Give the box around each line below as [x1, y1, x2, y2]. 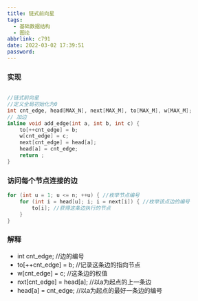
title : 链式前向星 [7, 10, 55, 17]
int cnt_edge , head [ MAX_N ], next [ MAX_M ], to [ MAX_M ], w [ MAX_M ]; [7, 107, 192, 114]
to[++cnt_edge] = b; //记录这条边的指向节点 [16, 260, 141, 269]
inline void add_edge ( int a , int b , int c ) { [7, 120, 140, 127]
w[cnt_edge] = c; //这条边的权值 [16, 269, 108, 277]
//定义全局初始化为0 [7, 101, 58, 108]
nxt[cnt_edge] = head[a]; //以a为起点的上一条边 [16, 278, 152, 286]
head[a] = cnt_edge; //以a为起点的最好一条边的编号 [16, 286, 163, 294]
